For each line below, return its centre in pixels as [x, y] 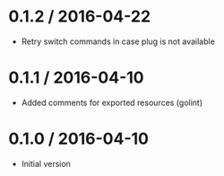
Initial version [46, 163]
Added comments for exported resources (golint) [112, 102]
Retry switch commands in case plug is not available [118, 41]
